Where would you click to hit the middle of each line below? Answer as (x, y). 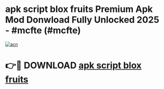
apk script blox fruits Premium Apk (79, 9)
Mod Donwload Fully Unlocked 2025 (82, 20)
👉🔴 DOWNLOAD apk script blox (73, 65)
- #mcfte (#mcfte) (43, 30)
